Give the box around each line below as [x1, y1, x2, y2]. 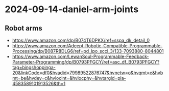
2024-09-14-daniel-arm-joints [5, 4, 139, 15]
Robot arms [5, 24, 43, 33]
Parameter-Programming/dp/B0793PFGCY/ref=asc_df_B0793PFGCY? [12, 59, 160, 65]
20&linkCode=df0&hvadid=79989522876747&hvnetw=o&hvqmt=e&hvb [12, 70, 163, 76]
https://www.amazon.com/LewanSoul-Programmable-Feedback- [12, 53, 149, 59]
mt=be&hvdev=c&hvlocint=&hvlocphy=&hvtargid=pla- [12, 75, 126, 81]
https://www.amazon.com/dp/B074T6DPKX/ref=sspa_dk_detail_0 [12, 37, 150, 43]
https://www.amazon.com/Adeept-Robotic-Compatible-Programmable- [12, 43, 163, 49]
